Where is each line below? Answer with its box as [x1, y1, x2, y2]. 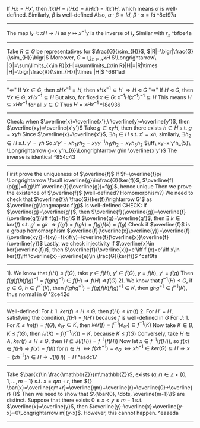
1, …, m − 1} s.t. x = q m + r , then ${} [7, 377, 93, 385]
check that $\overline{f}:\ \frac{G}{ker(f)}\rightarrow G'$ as [7, 196, 153, 203]
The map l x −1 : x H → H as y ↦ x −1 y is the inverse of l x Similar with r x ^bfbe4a [7, 29, 192, 38]
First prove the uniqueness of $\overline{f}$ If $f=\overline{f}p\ [7, 171, 162, 178]
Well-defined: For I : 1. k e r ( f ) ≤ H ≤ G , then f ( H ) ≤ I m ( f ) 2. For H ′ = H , [7, 307, 173, 314]
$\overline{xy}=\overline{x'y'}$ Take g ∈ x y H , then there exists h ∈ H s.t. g [7, 124, 192, 131]
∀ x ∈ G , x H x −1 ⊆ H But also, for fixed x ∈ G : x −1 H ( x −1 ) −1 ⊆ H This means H [7, 92, 192, 100]
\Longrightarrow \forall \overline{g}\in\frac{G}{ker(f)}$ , [7, 177, 141, 184]
